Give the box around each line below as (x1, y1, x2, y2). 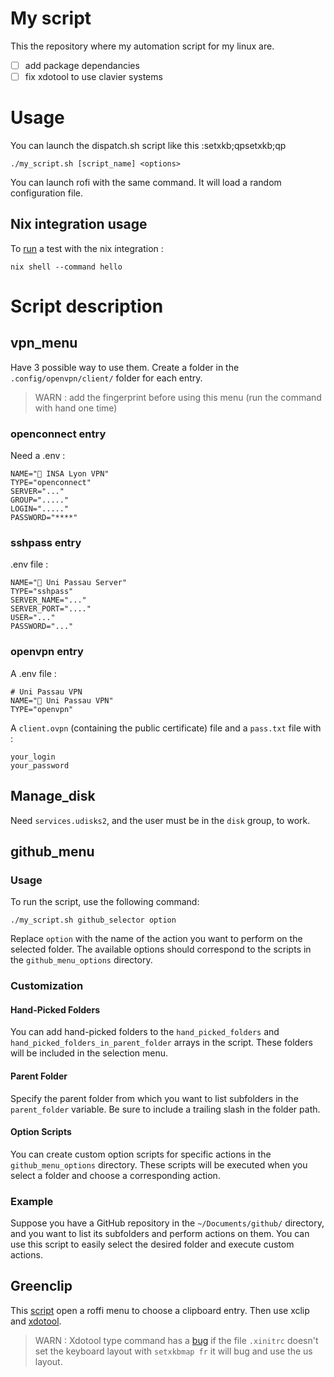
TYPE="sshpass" (10, 587, 74, 597)
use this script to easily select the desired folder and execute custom (10, 1238, 295, 1251)
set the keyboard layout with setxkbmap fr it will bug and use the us (34, 1345, 313, 1357)
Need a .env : (10, 450, 66, 462)
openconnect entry (10, 427, 107, 441)
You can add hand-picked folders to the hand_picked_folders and (10, 1026, 280, 1038)
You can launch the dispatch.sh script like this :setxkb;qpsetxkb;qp (10, 140, 287, 151)
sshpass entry (10, 536, 82, 550)
